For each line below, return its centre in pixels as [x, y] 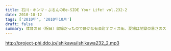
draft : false [19, 24]
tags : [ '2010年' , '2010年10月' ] [39, 19]
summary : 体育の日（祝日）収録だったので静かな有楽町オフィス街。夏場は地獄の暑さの [84, 29]
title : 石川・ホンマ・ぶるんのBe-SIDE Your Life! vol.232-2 [66, 10]
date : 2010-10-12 [24, 15]
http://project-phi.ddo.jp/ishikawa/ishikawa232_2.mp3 [63, 43]
